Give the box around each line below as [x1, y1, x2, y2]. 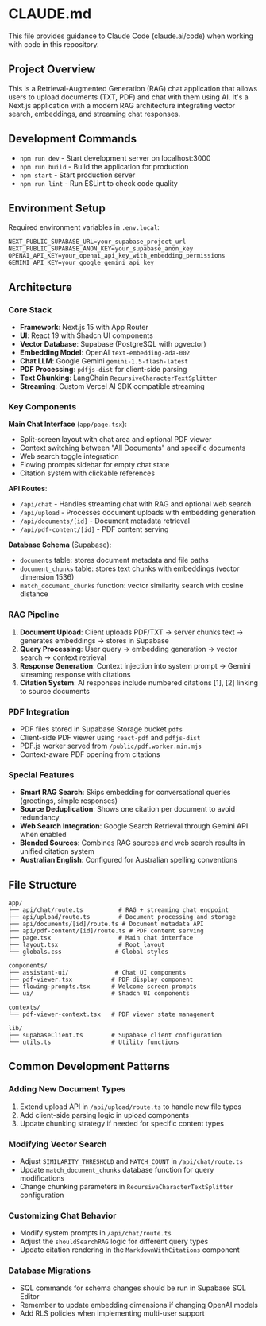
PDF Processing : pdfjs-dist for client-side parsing [19, 365, 187, 374]
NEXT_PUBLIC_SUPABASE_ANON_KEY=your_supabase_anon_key [8, 245, 194, 253]
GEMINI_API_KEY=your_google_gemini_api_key [8, 259, 155, 267]
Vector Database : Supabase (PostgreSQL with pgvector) [19, 339, 206, 349]
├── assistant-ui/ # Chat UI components [8, 969, 187, 977]
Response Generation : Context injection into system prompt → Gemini [19, 661, 252, 670]
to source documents [19, 686, 90, 696]
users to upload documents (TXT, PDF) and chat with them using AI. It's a [8, 92, 249, 102]
